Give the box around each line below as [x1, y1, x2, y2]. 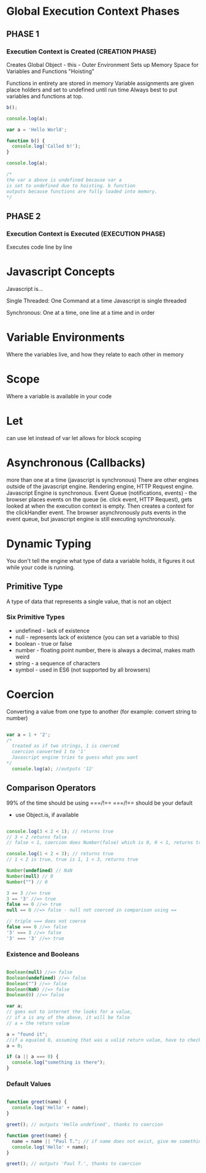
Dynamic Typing [6, 536, 92, 551]
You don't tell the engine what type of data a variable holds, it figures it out [6, 557, 195, 564]
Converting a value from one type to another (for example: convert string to [6, 708, 197, 715]
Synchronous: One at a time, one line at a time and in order [6, 309, 155, 316]
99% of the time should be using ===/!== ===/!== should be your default [6, 799, 193, 807]
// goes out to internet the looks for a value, [6, 1008, 133, 1015]
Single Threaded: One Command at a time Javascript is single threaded [6, 297, 187, 304]
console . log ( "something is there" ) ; [12, 1059, 105, 1066]
